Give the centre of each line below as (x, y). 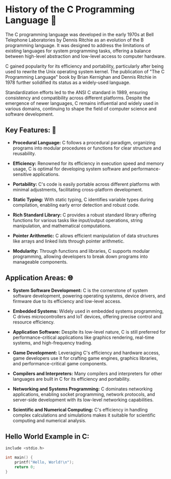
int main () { (19, 458)
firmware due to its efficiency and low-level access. (67, 301)
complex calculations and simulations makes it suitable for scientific (84, 415)
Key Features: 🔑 (31, 130)
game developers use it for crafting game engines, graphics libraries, (85, 358)
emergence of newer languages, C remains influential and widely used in (82, 103)
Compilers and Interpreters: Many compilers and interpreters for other (87, 373)
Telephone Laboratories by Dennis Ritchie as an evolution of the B (75, 40)
